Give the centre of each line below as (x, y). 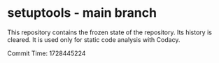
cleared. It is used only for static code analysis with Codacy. (94, 39)
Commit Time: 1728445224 (47, 53)
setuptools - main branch (82, 13)
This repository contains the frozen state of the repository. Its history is (109, 32)
